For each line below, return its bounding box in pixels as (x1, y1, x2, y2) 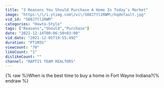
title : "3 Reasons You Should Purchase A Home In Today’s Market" (5, 7, 148, 13)
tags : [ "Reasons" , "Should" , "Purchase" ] (5, 26, 90, 31)
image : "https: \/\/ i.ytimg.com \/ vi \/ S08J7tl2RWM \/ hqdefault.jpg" (5, 12, 146, 17)
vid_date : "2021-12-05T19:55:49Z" (5, 36, 78, 41)
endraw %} (5, 78, 29, 84)
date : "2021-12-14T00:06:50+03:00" (5, 31, 80, 36)
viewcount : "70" (5, 45, 39, 50)
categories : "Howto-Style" (5, 21, 62, 27)
